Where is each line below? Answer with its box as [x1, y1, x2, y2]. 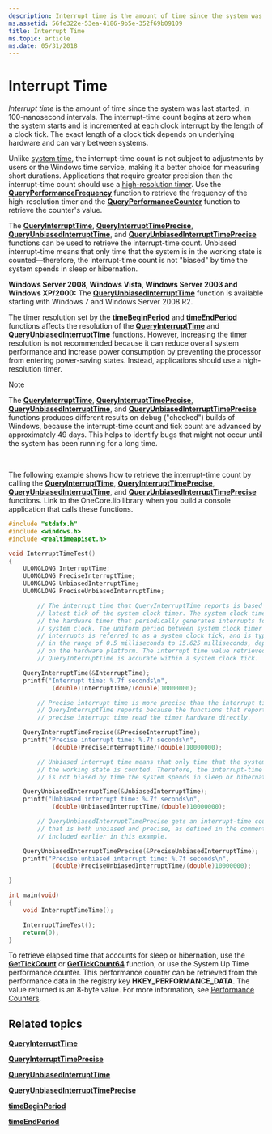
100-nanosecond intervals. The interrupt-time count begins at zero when [8, 113, 252, 122]
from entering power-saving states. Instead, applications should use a [8, 355, 241, 365]
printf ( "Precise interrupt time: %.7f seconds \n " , [23, 736, 198, 745]
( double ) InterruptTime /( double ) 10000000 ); [51, 684, 198, 692]
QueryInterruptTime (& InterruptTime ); [23, 669, 151, 677]
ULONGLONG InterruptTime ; [23, 564, 111, 573]
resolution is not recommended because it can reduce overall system [8, 338, 239, 348]
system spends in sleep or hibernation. [8, 264, 138, 274]
